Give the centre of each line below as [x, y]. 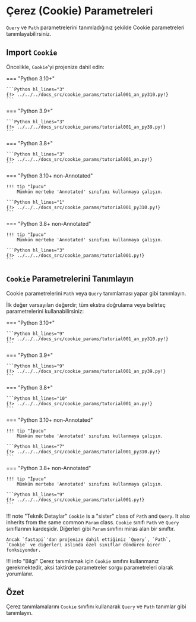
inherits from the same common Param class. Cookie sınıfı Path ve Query [93, 522]
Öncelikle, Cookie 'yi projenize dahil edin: [56, 67]
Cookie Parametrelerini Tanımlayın [70, 279]
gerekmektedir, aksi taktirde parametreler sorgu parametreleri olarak [90, 567]
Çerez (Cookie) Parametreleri [80, 11]
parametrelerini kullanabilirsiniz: [45, 311]
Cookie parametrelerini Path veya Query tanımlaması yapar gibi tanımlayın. [96, 293]
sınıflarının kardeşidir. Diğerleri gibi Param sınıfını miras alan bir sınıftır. [91, 528]
